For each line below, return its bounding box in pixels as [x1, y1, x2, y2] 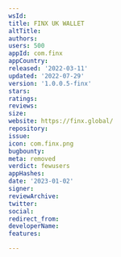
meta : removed [8, 154, 56, 162]
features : [8, 230, 42, 238]
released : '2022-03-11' [8, 65, 89, 73]
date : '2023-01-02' [8, 177, 74, 186]
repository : [8, 124, 48, 133]
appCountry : [8, 57, 48, 65]
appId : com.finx [8, 49, 63, 57]
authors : [8, 34, 38, 43]
